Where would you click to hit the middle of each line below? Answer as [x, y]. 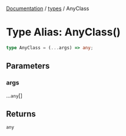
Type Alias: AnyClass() [63, 32]
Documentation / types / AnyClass [48, 8]
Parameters [28, 66]
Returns [21, 114]
